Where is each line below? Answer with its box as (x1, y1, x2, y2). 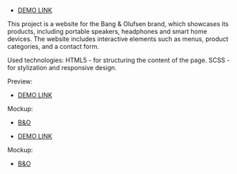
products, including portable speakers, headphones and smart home (7, 28, 207, 35)
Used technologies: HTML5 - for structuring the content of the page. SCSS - (7, 56, 230, 64)
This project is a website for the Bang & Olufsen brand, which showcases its (7, 20, 229, 28)
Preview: (7, 77, 33, 86)
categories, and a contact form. (7, 42, 99, 50)
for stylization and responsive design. (7, 64, 117, 71)
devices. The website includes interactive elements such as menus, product (7, 35, 229, 43)
